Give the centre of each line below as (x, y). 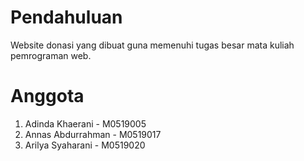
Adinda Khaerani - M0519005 (85, 123)
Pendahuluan (66, 17)
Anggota (47, 96)
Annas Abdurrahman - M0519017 (93, 134)
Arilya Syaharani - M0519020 (85, 145)
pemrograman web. (51, 55)
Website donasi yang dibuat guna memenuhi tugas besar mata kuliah (152, 45)
